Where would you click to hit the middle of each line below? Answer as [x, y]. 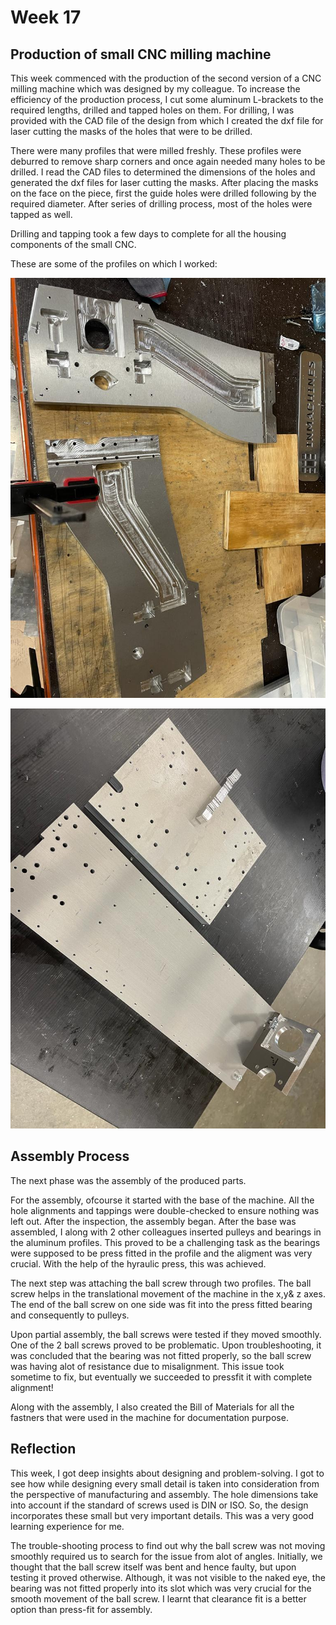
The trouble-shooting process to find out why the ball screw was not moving [168, 1545]
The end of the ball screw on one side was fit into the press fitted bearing [161, 1304]
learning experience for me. [67, 1526]
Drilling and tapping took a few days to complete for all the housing [148, 234]
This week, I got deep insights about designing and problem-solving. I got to [167, 1473]
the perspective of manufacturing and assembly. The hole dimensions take [164, 1494]
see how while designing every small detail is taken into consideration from [165, 1483]
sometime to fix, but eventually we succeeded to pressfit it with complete [161, 1377]
